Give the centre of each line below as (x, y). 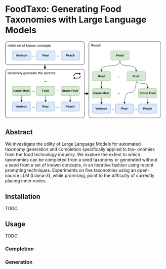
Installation (23, 196)
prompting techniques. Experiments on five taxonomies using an (71, 170)
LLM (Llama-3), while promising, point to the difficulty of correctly (87, 176)
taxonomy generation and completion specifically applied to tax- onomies (80, 149)
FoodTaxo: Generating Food (63, 9)
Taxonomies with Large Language (76, 20)
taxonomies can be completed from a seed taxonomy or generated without (81, 160)
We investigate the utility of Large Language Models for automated (73, 144)
